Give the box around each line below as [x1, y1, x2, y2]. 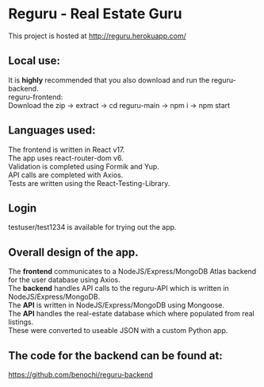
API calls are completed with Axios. [8, 170, 124, 180]
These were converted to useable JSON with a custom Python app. [8, 326, 228, 335]
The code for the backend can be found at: [8, 349, 224, 362]
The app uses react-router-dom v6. [8, 153, 124, 163]
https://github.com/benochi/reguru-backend [8, 370, 153, 379]
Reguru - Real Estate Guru [8, 5, 182, 23]
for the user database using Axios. [8, 275, 121, 284]
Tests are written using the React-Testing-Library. [8, 178, 170, 188]
